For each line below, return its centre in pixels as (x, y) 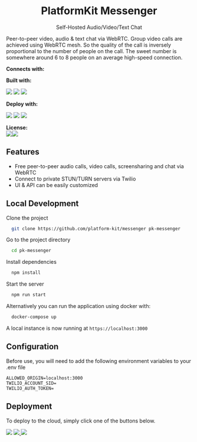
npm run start (29, 295)
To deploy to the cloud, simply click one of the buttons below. (81, 421)
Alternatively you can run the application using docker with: (78, 306)
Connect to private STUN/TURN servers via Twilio (75, 179)
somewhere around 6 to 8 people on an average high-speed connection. (94, 57)
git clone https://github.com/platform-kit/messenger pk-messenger (96, 228)
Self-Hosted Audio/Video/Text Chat (99, 27)
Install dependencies (32, 262)
